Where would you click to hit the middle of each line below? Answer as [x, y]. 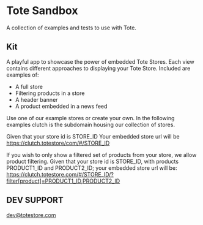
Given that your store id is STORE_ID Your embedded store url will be [93, 136]
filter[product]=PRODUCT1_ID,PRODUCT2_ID [63, 181]
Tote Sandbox [42, 11]
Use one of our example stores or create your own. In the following [90, 118]
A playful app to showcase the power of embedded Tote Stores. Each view [100, 61]
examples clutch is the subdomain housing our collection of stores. [91, 124]
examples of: [23, 75]
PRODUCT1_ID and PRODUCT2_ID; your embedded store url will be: [92, 168]
